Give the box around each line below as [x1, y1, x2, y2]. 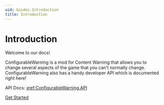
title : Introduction [5, 12, 48, 17]
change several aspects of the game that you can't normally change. [5, 65, 146, 71]
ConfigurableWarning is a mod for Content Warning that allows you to [5, 59, 147, 65]
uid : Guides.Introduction [5, 7, 58, 12]
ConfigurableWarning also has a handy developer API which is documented [5, 70, 160, 76]
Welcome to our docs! [5, 50, 51, 56]
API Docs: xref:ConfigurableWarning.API [5, 85, 88, 91]
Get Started [5, 95, 29, 101]
